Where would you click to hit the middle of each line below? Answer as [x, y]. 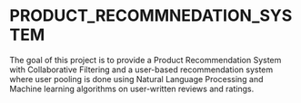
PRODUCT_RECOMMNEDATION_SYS [151, 16]
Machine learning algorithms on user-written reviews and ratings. [132, 89]
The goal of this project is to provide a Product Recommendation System [145, 60]
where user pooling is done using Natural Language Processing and [136, 79]
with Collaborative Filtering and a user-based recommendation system [141, 70]
